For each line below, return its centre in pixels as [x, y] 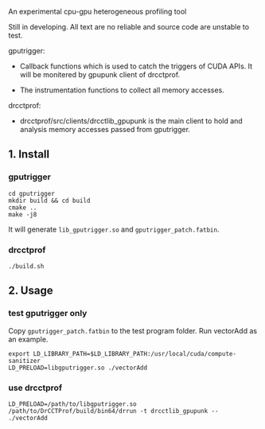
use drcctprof [35, 388]
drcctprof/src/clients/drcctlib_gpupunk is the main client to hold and [131, 121]
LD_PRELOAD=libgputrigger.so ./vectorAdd [78, 368]
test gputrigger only [48, 314]
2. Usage [31, 291]
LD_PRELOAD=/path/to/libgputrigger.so [72, 404]
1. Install [29, 154]
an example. [28, 339]
